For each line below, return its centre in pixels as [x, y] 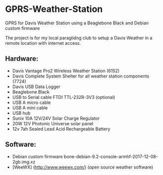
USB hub [21, 113]
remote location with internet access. [43, 43]
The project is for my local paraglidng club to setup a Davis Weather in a [79, 38]
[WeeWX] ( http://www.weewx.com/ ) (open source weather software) [83, 167]
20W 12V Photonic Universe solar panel [53, 123]
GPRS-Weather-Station [54, 9]
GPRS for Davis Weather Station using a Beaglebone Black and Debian [77, 23]
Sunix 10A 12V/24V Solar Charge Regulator [56, 118]
